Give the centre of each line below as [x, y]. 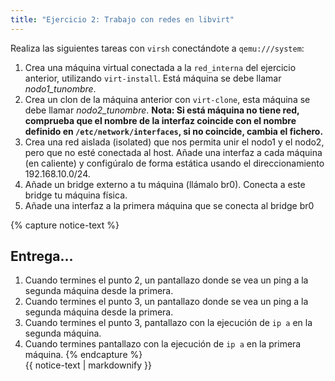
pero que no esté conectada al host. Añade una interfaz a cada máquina [173, 152]
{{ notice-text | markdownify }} [88, 365]
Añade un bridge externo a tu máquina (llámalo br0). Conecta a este [165, 184]
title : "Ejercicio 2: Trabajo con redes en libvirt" [122, 19]
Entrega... [42, 256]
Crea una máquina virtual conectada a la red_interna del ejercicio [160, 67]
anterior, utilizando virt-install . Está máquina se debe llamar [153, 78]
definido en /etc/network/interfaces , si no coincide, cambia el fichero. [174, 131]
